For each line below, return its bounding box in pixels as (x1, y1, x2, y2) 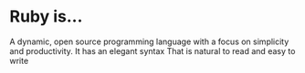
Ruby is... (9, 6, 83, 27)
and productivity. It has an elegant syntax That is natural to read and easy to (9, 45, 296, 56)
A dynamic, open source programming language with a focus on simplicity (9, 36, 289, 47)
